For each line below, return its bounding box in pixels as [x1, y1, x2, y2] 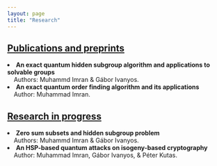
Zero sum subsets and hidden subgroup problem [16, 129, 160, 138]
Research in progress [7, 110, 102, 122]
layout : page [7, 10, 45, 17]
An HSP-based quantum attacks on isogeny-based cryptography [16, 144, 208, 152]
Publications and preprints [7, 42, 125, 54]
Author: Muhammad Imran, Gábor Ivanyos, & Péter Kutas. [13, 151, 177, 160]
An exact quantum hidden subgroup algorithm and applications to [16, 60, 211, 69]
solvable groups [7, 68, 56, 76]
